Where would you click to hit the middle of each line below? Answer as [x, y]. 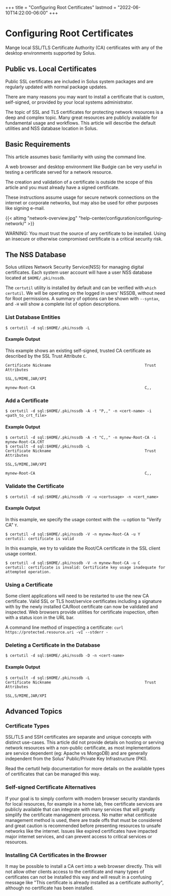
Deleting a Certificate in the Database [53, 645]
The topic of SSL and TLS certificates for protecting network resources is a [84, 112]
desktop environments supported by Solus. [51, 53]
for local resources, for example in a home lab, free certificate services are [84, 804]
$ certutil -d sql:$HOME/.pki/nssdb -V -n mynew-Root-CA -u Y [73, 534]
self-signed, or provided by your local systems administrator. [69, 102]
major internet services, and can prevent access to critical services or [79, 836]
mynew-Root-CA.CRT [25, 442]
